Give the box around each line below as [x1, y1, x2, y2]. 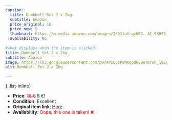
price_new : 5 [10, 27, 38, 32]
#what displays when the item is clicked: [5, 45, 97, 51]
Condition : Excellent [12, 98, 56, 105]
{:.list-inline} [5, 83, 31, 89]
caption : [5, 7, 24, 13]
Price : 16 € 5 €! [12, 93, 46, 99]
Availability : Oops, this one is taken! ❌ [12, 109, 94, 115]
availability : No [10, 36, 47, 41]
